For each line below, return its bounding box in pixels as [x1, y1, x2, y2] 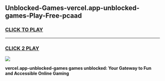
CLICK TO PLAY [5, 27, 43, 33]
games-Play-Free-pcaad [5, 12, 82, 20]
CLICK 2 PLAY [5, 45, 39, 52]
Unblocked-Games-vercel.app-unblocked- [5, 4, 140, 12]
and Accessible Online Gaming [5, 70, 69, 76]
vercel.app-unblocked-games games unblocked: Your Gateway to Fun [5, 65, 152, 71]
